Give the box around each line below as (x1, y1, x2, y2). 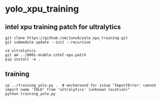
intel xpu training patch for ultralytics (5, 23, 121, 31)
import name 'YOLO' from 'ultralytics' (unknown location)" (5, 87, 131, 92)
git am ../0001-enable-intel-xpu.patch (5, 52, 87, 57)
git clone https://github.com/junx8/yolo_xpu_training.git (5, 35, 128, 40)
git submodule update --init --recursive (5, 40, 91, 45)
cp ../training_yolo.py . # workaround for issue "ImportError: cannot (5, 83, 157, 88)
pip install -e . (5, 57, 41, 62)
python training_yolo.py (5, 91, 56, 96)
